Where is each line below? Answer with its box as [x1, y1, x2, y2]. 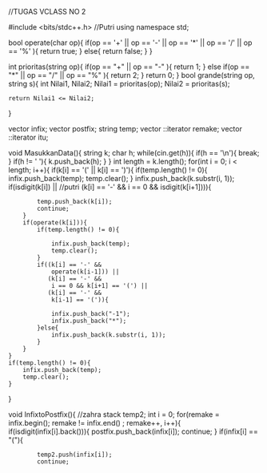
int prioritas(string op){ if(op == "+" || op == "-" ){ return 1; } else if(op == [8, 62, 250, 71]
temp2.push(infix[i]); [37, 451, 113, 459]
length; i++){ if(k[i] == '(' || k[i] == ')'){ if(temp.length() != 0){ [8, 165, 208, 175]
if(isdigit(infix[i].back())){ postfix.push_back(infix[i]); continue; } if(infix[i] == [8, 427, 258, 436]
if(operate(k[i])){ [22, 219, 88, 227]
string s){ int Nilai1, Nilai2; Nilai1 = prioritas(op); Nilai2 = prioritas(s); [8, 79, 230, 88]
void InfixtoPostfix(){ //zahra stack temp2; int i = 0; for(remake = [8, 410, 220, 419]
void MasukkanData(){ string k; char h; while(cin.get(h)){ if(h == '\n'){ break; [8, 148, 260, 157]
